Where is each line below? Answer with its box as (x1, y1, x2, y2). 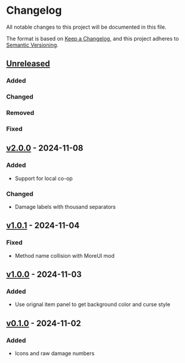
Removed (6, 109, 35, 117)
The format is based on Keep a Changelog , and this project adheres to (6, 35, 179, 42)
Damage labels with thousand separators (14, 203, 116, 210)
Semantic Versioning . (6, 41, 58, 48)
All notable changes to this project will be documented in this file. (6, 23, 167, 30)
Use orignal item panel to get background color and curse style (14, 301, 171, 308)
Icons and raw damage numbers (14, 350, 95, 357)
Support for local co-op (14, 175, 73, 182)
